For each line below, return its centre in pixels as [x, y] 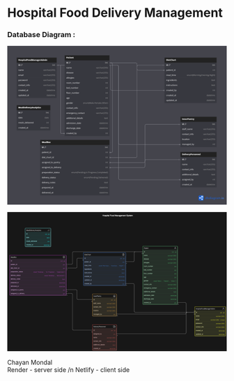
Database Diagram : [41, 35]
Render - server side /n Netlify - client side [69, 369]
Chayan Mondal [30, 362]
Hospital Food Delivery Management [115, 13]
